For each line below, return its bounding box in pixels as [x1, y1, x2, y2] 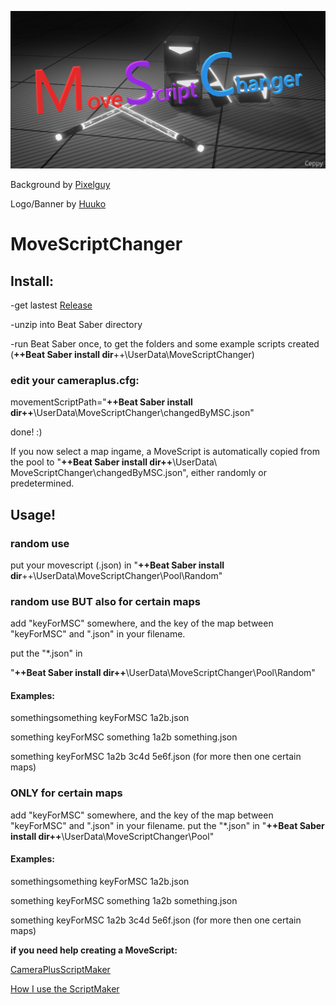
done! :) [10, 426, 43, 438]
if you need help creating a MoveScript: [10, 944, 178, 956]
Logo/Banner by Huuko [10, 198, 107, 210]
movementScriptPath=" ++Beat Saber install [10, 396, 193, 408]
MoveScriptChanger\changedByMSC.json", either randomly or [10, 467, 268, 479]
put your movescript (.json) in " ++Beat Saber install [10, 559, 225, 571]
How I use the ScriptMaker [10, 982, 120, 995]
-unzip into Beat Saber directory [10, 319, 143, 330]
